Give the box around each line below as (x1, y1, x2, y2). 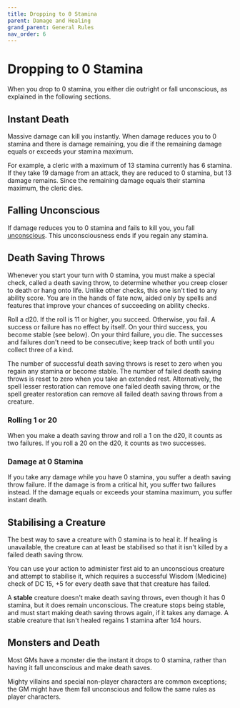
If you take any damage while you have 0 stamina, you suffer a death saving (7, 473, 231, 482)
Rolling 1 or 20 (7, 415, 58, 425)
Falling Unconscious (7, 204, 100, 216)
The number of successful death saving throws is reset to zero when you (7, 359, 223, 368)
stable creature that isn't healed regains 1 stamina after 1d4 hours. (7, 616, 201, 625)
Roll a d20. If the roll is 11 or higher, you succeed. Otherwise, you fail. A (7, 315, 216, 324)
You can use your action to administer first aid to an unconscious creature (7, 564, 225, 573)
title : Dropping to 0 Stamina (7, 10, 98, 18)
